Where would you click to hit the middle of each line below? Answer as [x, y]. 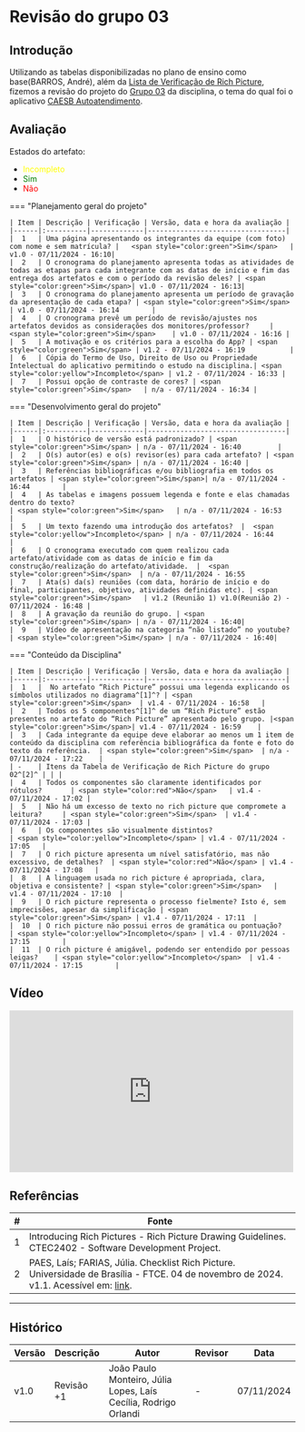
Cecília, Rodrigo [143, 1403]
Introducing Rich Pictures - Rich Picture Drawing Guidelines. [157, 1237]
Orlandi [124, 1414]
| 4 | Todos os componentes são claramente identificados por [135, 782]
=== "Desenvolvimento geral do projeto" [85, 406]
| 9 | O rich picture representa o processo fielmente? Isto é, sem [148, 901]
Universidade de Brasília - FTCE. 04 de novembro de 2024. [156, 1274]
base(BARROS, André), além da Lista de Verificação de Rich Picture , [137, 82]
